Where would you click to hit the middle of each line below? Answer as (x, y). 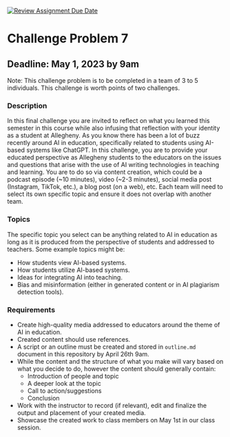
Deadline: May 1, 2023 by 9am (73, 64)
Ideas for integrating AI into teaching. (70, 277)
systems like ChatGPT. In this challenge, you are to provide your (117, 150)
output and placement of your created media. (81, 412)
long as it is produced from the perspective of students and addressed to (111, 242)
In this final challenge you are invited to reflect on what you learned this (108, 121)
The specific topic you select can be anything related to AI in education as (113, 234)
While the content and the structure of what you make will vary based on (120, 361)
